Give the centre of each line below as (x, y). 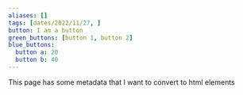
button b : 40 (37, 60)
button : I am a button (46, 30)
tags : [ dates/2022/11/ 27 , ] (55, 23)
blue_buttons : (32, 45)
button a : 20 (37, 52)
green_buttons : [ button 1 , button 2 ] (71, 38)
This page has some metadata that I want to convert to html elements (122, 82)
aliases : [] (28, 15)
